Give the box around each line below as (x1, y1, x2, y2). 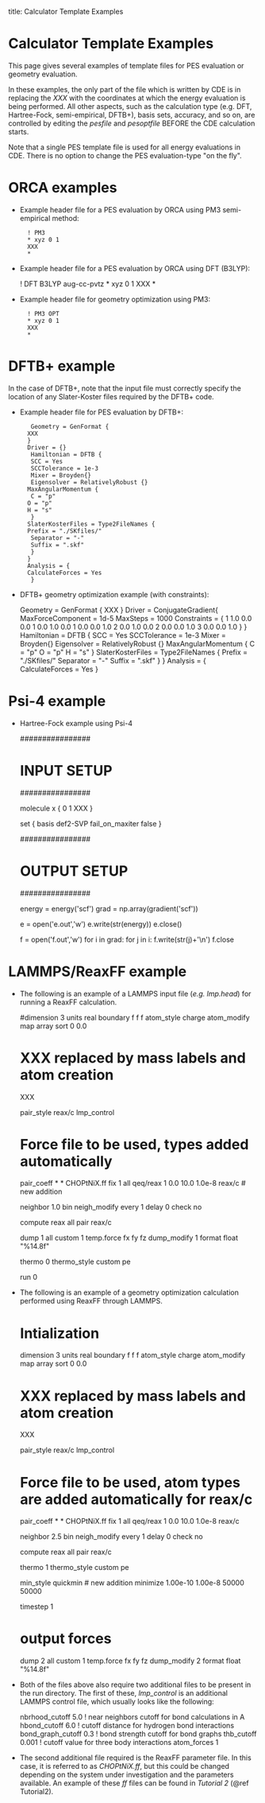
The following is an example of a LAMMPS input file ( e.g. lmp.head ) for (19, 989, 252, 998)
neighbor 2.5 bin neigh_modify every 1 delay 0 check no (19, 1532, 204, 1541)
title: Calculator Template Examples (8, 7, 124, 16)
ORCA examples (8, 179, 117, 197)
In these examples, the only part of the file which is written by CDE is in (8, 84, 241, 94)
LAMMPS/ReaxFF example (8, 962, 187, 981)
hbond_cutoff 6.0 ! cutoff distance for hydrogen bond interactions (19, 1721, 235, 1731)
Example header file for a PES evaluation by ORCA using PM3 (19, 204, 221, 214)
